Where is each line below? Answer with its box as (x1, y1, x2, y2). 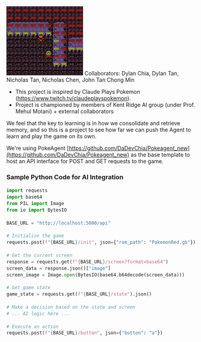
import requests (6, 187, 48, 194)
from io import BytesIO (6, 207, 67, 213)
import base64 (6, 194, 43, 200)
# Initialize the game (6, 233, 64, 239)
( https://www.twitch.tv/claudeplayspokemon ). (15, 95, 131, 102)
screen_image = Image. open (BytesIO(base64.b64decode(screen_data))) (6, 271, 185, 278)
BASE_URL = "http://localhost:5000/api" (6, 220, 112, 226)
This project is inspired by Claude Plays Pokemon (15, 88, 140, 95)
